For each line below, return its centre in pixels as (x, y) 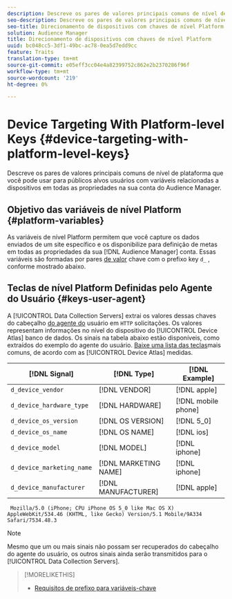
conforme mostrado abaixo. (47, 266)
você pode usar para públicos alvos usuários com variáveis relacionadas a (113, 181)
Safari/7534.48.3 (32, 520)
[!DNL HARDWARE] (130, 405)
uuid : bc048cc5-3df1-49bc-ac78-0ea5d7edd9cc (72, 46)
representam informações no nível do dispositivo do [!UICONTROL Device (112, 330)
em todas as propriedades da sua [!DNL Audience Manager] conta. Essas (112, 252)
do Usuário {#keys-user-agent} (77, 299)
